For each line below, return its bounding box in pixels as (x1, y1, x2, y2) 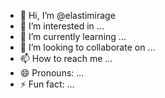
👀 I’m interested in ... (19, 20, 105, 32)
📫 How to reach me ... (19, 53, 113, 64)
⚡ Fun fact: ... (19, 78, 75, 90)
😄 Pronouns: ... (19, 67, 85, 79)
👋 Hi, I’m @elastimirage (19, 10, 116, 21)
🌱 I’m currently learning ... (19, 31, 127, 42)
